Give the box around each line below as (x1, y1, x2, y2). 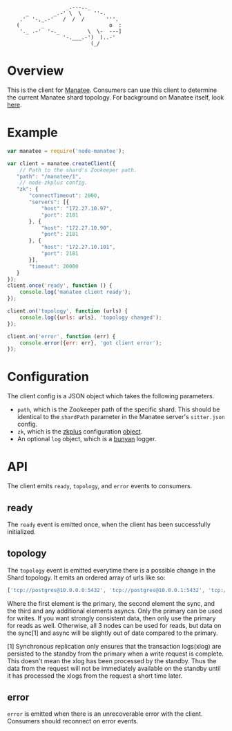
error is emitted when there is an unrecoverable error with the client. (7, 710, 203, 718)
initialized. (7, 527, 36, 536)
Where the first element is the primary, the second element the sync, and (7, 599, 215, 607)
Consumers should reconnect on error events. (7, 717, 139, 725)
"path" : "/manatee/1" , (16, 173, 81, 180)
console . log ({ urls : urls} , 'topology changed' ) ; (19, 314, 162, 321)
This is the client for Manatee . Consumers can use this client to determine (7, 86, 217, 94)
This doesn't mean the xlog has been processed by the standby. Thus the (7, 656, 217, 665)
